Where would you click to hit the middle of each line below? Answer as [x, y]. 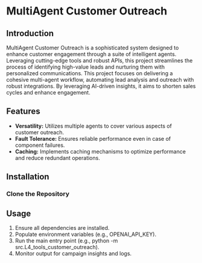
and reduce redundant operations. [58, 158]
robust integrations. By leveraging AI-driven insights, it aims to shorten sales [101, 86]
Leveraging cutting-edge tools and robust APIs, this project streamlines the [99, 60]
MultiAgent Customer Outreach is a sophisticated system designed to [93, 48]
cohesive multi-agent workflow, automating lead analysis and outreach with [100, 80]
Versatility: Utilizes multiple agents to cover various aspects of [93, 126]
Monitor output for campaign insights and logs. [73, 253]
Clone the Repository [38, 194]
